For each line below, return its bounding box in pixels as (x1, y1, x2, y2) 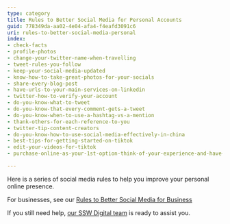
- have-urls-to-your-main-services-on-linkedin (7, 86, 146, 93)
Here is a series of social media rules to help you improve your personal (7, 175, 209, 183)
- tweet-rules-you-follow (7, 61, 81, 68)
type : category (7, 10, 51, 17)
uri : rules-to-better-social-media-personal (7, 29, 136, 36)
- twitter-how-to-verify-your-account (7, 93, 118, 100)
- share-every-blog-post (7, 80, 78, 87)
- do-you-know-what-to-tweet (7, 99, 90, 106)
